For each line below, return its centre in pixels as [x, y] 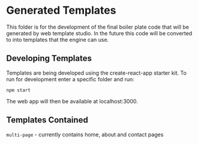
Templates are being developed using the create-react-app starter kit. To [97, 73]
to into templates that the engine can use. [58, 39]
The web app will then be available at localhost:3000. [72, 101]
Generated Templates [61, 10]
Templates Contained [47, 120]
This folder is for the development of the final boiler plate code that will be [97, 27]
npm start [19, 90]
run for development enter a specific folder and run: [70, 79]
